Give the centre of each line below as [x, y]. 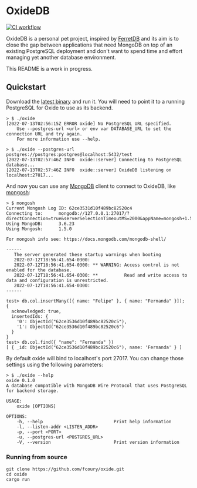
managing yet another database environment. [61, 57]
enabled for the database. [39, 270]
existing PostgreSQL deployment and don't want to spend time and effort [94, 51]
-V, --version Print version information [98, 442]
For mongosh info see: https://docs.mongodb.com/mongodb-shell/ [86, 239]
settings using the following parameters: [55, 364]
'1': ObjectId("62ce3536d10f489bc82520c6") [71, 327]
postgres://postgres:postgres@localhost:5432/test [69, 154]
